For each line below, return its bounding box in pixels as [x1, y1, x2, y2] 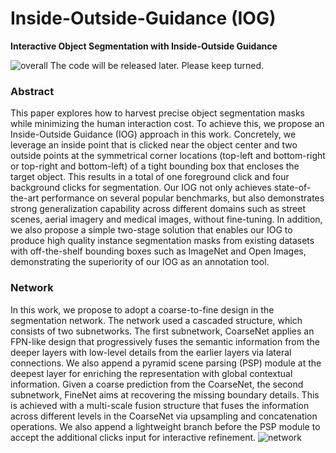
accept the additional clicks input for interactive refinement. [10, 431, 257, 443]
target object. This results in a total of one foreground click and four [10, 171, 290, 183]
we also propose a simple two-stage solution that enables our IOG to [10, 224, 293, 236]
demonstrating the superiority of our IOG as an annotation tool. [10, 256, 270, 268]
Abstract [10, 84, 55, 98]
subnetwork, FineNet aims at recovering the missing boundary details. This [10, 388, 320, 401]
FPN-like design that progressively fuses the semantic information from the [10, 335, 320, 347]
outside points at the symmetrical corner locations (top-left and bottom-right [10, 150, 326, 162]
